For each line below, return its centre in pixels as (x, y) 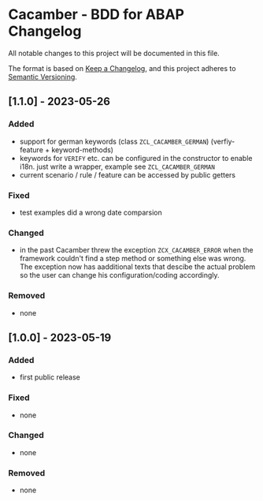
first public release (50, 377)
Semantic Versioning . (43, 77)
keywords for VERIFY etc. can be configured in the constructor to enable (136, 158)
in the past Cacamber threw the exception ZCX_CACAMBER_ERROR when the (136, 250)
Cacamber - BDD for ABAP (96, 15)
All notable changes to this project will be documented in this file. (114, 53)
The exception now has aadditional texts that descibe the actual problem (137, 267)
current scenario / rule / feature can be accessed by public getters (128, 174)
